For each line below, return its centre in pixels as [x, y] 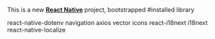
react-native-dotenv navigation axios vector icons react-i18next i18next [107, 23]
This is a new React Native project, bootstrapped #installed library [101, 10]
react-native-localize [37, 30]
